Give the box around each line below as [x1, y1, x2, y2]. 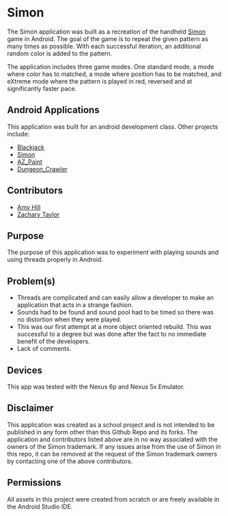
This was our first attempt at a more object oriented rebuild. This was [16, 323, 212, 331]
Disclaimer [7, 402, 54, 414]
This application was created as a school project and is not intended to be [7, 420, 215, 429]
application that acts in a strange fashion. [16, 301, 134, 309]
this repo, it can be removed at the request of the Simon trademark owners [7, 450, 217, 458]
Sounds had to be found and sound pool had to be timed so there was [16, 308, 214, 317]
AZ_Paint [16, 158, 43, 166]
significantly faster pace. [7, 84, 77, 93]
